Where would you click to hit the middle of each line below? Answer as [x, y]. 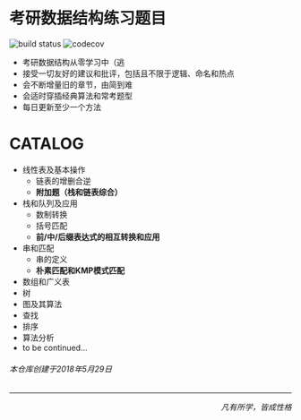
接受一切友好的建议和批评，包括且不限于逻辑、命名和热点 [128, 73]
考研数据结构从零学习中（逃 [73, 62]
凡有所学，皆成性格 [256, 407]
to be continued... [55, 347]
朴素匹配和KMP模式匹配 [80, 270]
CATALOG [47, 144]
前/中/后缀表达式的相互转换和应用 [98, 236]
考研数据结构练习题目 [88, 18]
